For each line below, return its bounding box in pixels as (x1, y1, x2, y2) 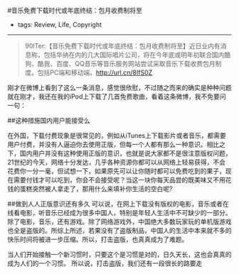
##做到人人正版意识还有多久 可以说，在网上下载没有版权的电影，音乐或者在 (7, 199, 229, 208)
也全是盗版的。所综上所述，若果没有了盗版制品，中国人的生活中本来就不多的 (7, 226, 232, 234)
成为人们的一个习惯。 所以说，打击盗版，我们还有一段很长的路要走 (7, 259, 203, 268)
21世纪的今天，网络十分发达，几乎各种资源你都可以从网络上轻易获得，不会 (7, 158, 226, 166)
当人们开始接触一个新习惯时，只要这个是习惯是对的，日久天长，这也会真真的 (7, 251, 232, 258)
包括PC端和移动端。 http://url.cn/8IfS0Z (37, 68, 153, 77)
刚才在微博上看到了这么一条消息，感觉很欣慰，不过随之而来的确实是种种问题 (7, 84, 232, 92)
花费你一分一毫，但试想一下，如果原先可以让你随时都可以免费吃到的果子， (7, 167, 225, 175)
